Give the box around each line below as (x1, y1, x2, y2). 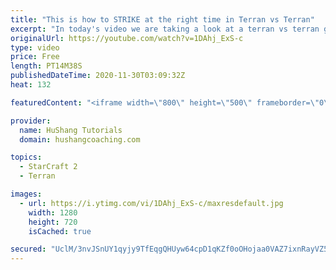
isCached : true (28, 226, 92, 236)
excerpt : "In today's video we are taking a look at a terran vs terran (10, 24, 320, 34)
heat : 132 (10, 80, 52, 90)
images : (10, 189, 43, 199)
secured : (10, 244, 47, 255)
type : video (10, 42, 60, 53)
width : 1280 (28, 207, 78, 218)
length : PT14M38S (10, 61, 83, 71)
